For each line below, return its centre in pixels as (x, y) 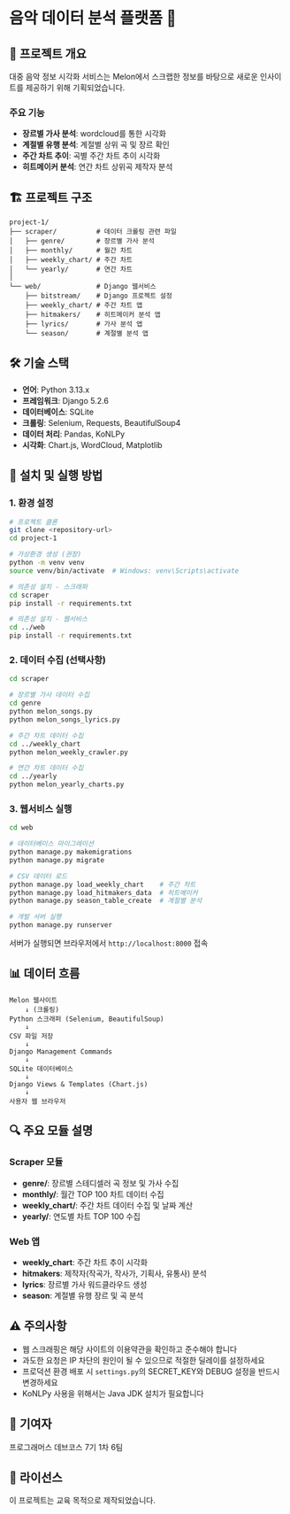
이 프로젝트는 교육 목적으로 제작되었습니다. (83, 1501)
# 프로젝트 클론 (34, 522)
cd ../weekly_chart (45, 744)
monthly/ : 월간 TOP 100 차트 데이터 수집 (93, 1194)
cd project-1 (33, 538)
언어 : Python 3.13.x (56, 390)
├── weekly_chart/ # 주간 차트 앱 (84, 305)
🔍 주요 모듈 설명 (51, 1131)
